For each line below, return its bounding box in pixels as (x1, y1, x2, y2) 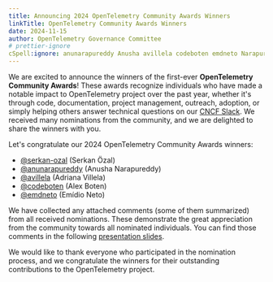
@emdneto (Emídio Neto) (19, 190, 106, 199)
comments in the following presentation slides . (8, 232, 165, 241)
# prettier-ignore (8, 42, 71, 50)
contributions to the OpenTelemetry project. (8, 265, 155, 274)
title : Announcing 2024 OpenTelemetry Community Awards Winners (8, 11, 231, 20)
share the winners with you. (8, 124, 102, 133)
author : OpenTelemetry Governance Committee (8, 34, 162, 43)
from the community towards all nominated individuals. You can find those (8, 223, 258, 232)
